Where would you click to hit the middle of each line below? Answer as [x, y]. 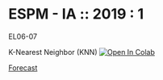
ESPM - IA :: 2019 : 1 [76, 14]
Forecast [23, 67]
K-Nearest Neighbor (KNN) [53, 52]
